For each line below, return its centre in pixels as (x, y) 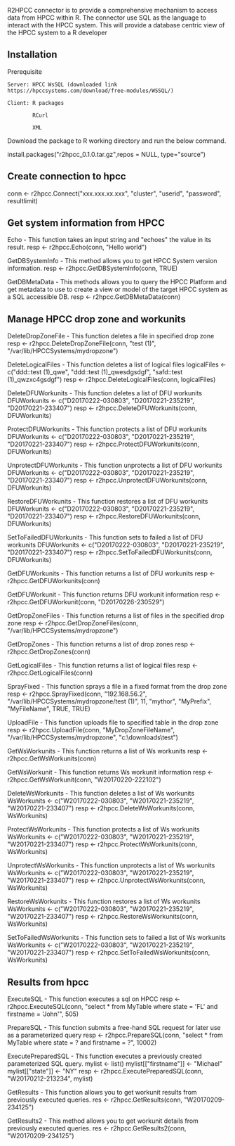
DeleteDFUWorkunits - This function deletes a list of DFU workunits (105, 393)
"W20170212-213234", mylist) (50, 1078)
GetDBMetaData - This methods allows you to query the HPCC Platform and (117, 282)
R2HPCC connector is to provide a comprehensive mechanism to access (112, 10)
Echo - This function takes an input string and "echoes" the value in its (109, 240)
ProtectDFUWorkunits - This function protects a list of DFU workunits (107, 429)
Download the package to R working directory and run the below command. (117, 141)
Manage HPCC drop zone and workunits (96, 319)
